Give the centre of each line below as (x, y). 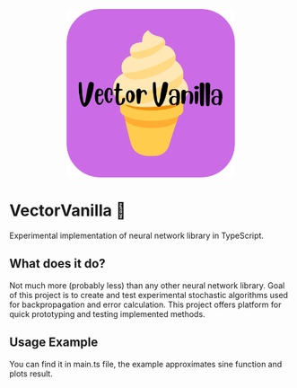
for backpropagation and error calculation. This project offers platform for (145, 304)
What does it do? (57, 264)
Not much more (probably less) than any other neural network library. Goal (147, 285)
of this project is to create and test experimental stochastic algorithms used (149, 295)
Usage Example (54, 343)
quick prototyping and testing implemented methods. (107, 313)
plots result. (31, 374)
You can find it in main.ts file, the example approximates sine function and (146, 364)
